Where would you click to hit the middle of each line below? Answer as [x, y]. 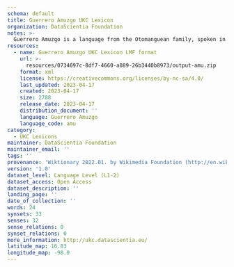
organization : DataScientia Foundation [65, 26]
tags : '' [20, 156]
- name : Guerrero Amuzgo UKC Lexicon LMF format [85, 53]
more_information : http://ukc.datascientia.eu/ [78, 240]
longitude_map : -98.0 [39, 253]
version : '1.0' [29, 169]
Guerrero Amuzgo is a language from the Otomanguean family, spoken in [120, 40]
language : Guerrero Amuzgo [59, 117]
